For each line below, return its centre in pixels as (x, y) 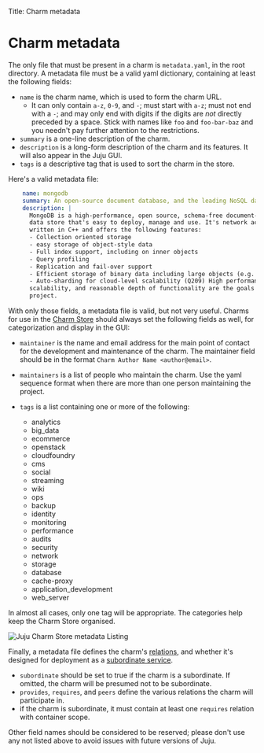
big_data (45, 430)
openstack (48, 447)
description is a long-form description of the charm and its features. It (134, 147)
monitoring (49, 522)
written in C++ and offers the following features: (115, 230)
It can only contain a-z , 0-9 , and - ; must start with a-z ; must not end (141, 105)
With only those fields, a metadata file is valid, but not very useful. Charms (128, 311)
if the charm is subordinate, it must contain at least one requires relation (137, 709)
